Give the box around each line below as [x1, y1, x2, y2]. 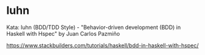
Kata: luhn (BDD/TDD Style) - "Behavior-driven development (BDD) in [6, 24, 181, 31]
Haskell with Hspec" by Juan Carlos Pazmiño [6, 30, 121, 37]
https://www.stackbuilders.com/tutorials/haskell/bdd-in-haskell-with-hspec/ [6, 42, 199, 49]
